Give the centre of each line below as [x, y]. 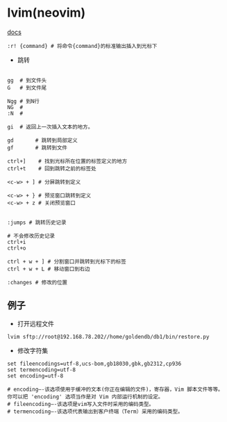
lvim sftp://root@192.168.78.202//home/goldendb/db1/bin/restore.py [108, 336]
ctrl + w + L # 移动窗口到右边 [49, 269]
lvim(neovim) [47, 13]
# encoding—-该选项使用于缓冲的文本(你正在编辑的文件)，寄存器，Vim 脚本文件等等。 [115, 389]
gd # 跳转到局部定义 [42, 140]
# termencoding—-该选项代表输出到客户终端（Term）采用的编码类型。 [95, 412]
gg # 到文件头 [27, 80]
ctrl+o [17, 248]
